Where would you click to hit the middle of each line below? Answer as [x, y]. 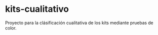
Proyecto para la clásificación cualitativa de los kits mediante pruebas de [79, 23]
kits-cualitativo [37, 9]
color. [11, 28]
